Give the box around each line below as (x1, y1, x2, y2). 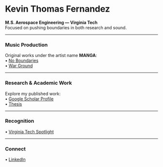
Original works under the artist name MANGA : (5, 53, 97, 58)
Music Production (5, 41, 48, 48)
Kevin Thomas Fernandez (5, 3, 110, 15)
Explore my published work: (5, 91, 61, 96)
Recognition (5, 118, 34, 125)
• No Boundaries (5, 57, 39, 64)
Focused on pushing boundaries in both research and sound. (5, 24, 127, 30)
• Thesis (5, 101, 22, 107)
